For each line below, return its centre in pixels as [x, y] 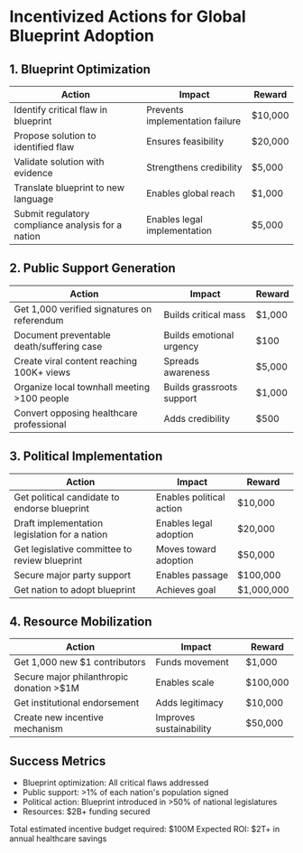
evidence [33, 173]
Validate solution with [59, 162]
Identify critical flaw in [61, 110]
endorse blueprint [52, 508]
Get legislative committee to [73, 548]
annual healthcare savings [58, 839]
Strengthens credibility [194, 167]
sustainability [184, 729]
